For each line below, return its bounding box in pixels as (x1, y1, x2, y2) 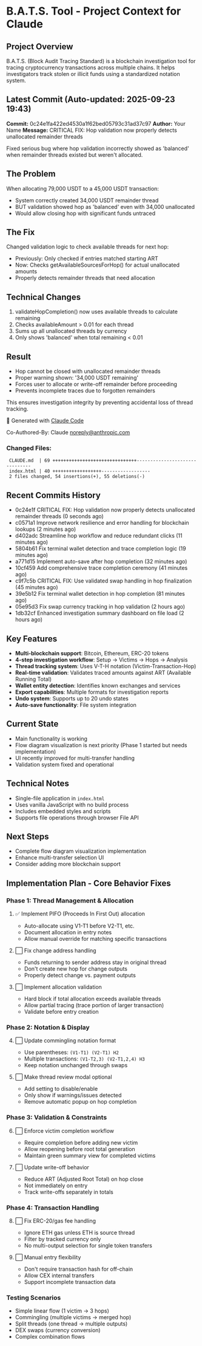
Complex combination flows (15, 1333, 85, 1341)
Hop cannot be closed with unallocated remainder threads (15, 367, 161, 375)
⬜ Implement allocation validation (15, 983, 102, 991)
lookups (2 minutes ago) (15, 525, 76, 533)
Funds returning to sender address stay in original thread (24, 958, 167, 966)
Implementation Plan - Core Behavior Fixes (6, 878, 171, 888)
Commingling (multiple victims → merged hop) (15, 1314, 132, 1321)
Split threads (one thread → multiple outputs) (15, 1320, 128, 1328)
